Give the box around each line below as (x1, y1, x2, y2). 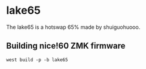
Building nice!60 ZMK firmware (6, 41, 126, 51)
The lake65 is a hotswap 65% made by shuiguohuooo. (6, 23, 141, 31)
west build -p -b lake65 (6, 56, 68, 63)
